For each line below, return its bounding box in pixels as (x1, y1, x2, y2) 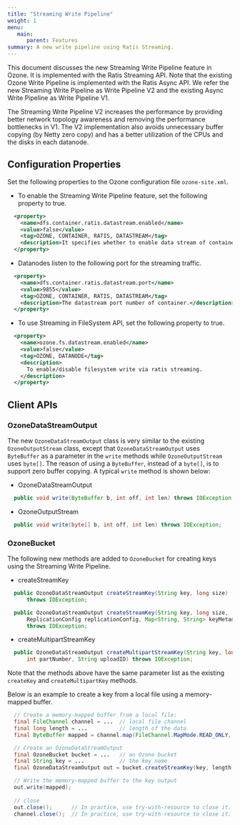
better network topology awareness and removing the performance (7, 115, 206, 124)
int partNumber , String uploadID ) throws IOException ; (26, 656, 194, 663)
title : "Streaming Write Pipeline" (7, 10, 114, 18)
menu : (7, 24, 24, 31)
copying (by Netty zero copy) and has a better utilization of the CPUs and (7, 130, 224, 139)
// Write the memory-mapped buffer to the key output (14, 777, 177, 784)
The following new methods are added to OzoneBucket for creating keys (7, 554, 216, 563)
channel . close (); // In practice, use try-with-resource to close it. (14, 810, 232, 818)
